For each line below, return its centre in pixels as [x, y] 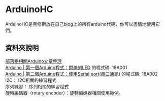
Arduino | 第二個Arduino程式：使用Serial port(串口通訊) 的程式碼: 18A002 [82, 74]
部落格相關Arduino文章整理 [34, 61]
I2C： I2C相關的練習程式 [31, 80]
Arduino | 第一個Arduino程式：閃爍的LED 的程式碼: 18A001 [66, 68]
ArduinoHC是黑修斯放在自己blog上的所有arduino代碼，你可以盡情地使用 [80, 24]
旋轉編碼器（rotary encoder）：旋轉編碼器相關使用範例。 [64, 93]
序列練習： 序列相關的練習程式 [37, 86]
